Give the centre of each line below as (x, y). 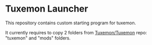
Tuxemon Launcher (47, 9)
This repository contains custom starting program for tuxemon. (71, 23)
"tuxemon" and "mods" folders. (38, 38)
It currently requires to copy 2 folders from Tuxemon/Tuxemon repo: (76, 32)
